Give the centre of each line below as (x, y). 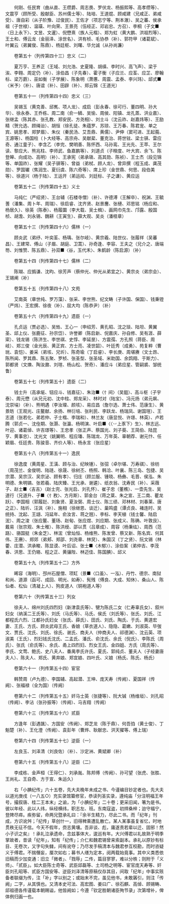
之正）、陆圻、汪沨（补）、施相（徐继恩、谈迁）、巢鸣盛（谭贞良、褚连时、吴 (83, 508)
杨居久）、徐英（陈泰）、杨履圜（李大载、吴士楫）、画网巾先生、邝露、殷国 (81, 210)
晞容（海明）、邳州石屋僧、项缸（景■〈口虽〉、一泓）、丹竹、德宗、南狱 (88, 573)
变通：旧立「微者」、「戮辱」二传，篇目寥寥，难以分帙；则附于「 (93, 859)
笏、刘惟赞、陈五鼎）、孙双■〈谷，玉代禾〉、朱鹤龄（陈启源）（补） (74, 250)
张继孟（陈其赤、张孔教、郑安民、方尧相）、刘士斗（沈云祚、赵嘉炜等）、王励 (84, 119)
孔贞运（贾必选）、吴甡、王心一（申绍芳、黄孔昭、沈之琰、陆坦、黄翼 (86, 327)
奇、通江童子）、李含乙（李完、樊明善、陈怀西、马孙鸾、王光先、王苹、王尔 (83, 144)
